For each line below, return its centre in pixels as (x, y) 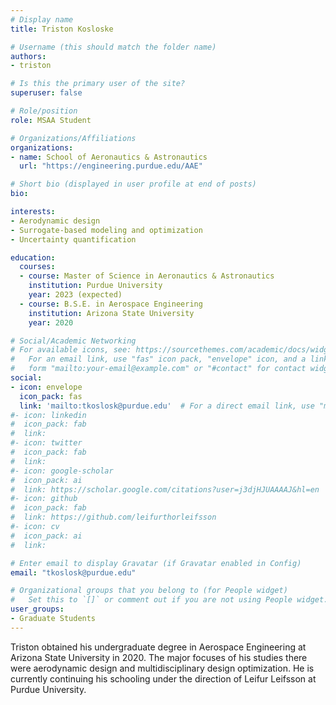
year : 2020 (51, 322)
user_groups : (37, 609)
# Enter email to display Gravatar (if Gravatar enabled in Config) (156, 563)
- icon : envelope (46, 387)
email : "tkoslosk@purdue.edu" (73, 572)
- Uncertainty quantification (73, 239)
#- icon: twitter (46, 443)
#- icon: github (44, 499)
